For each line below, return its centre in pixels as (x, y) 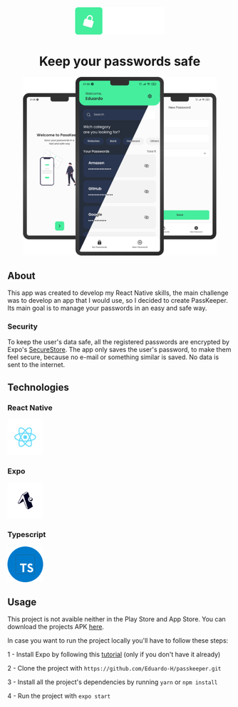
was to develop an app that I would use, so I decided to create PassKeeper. (118, 301)
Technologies (38, 387)
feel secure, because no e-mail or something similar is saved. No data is (113, 357)
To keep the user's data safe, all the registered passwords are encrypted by (119, 342)
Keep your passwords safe (120, 61)
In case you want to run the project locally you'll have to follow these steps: (118, 641)
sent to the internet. (36, 365)
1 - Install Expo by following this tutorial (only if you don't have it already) (114, 655)
